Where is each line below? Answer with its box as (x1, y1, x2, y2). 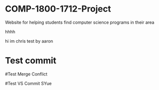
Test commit (5, 55, 57, 66)
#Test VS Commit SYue (5, 80, 52, 86)
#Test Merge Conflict (5, 71, 48, 77)
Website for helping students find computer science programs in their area (5, 19, 155, 25)
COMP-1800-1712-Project (5, 3, 111, 15)
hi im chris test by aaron (5, 38, 53, 44)
